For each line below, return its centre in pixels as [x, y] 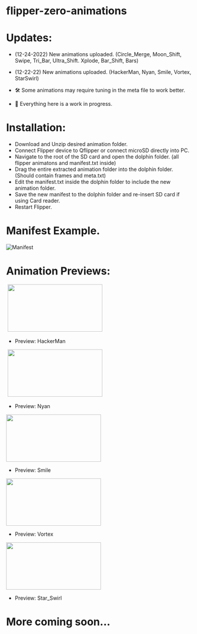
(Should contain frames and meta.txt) [60, 176]
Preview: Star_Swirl [38, 598]
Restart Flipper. [33, 207]
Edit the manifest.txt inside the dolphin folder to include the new [93, 182]
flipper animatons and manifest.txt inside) [65, 163]
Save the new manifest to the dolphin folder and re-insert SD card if [97, 195]
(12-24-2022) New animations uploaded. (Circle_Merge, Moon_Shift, [98, 54]
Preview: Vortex [34, 534]
